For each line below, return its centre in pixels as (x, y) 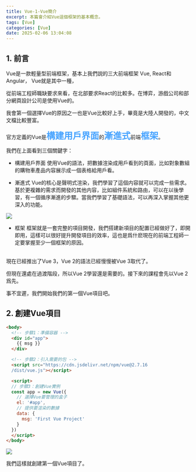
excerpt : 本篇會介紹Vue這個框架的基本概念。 (55, 17)
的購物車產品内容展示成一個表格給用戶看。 (66, 170)
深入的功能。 (30, 204)
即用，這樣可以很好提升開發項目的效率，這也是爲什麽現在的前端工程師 (99, 235)
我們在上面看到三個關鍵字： (39, 150)
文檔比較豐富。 (24, 120)
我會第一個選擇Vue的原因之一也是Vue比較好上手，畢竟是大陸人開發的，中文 (98, 113)
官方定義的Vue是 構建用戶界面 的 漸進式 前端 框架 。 (85, 136)
